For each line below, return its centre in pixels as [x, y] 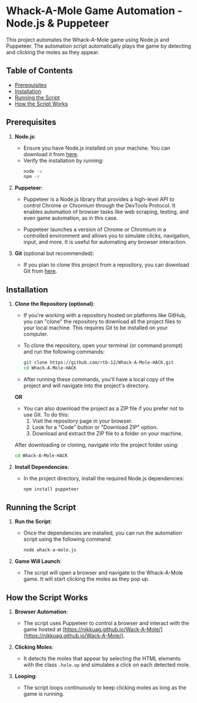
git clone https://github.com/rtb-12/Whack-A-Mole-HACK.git [98, 363]
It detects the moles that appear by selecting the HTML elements [102, 659]
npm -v [31, 177]
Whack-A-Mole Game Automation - [94, 11]
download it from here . [51, 154]
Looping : [26, 676]
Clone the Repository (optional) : [55, 304]
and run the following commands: [64, 352]
